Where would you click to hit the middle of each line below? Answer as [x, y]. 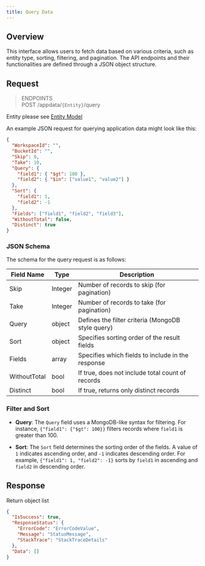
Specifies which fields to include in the [134, 355]
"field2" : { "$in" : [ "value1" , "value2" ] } [74, 180]
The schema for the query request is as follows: [66, 260]
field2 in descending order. [50, 466]
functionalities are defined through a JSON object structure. [81, 64]
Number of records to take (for [122, 303]
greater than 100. [37, 435]
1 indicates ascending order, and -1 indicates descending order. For [100, 454]
